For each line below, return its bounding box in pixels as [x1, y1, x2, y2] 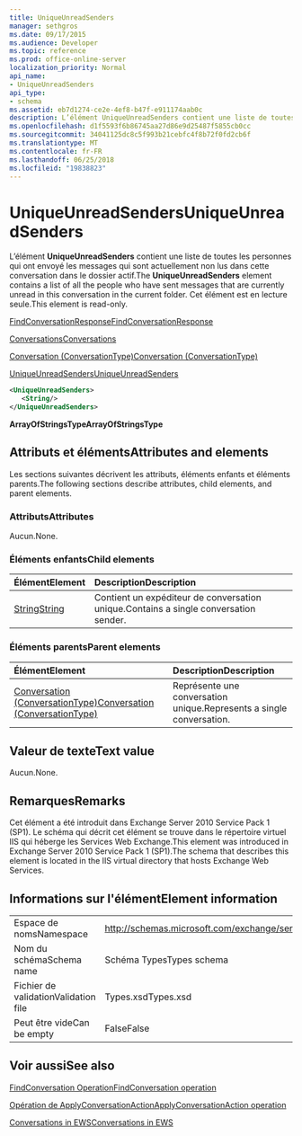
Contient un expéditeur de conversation [93, 591, 262, 604]
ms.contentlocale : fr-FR [9, 146, 102, 155]
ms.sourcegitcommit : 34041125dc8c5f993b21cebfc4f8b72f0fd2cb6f [9, 130, 252, 139]
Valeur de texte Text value [9, 743, 155, 759]
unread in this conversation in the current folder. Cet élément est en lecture [9, 289, 288, 300]
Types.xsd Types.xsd [104, 990, 192, 1003]
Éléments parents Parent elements [9, 641, 161, 653]
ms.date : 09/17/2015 [9, 30, 87, 39]
